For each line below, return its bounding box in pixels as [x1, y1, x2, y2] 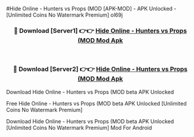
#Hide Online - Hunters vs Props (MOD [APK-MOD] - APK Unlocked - [6, 5, 177, 12]
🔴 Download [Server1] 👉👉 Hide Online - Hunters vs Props [14, 26, 187, 35]
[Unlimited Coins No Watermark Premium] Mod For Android [6, 124, 152, 131]
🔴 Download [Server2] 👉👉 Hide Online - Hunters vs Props [13, 65, 188, 73]
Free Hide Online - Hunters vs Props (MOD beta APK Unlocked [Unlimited [6, 99, 187, 107]
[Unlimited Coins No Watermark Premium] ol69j [6, 11, 124, 18]
